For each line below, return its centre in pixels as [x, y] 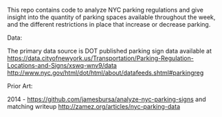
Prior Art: [20, 86]
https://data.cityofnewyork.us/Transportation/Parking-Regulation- [100, 58]
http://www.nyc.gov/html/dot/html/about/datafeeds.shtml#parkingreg [106, 73]
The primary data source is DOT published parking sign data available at [109, 51]
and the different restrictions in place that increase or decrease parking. [109, 24]
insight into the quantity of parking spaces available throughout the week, [111, 17]
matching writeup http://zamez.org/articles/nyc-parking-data [94, 106]
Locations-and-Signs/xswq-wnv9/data [62, 65]
